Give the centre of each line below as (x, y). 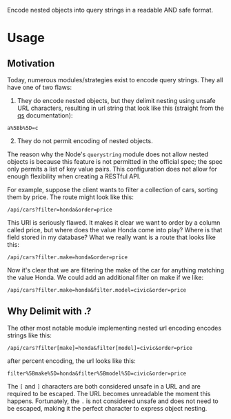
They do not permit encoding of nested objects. (85, 141)
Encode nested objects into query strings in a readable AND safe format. (110, 10)
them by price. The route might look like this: (71, 197)
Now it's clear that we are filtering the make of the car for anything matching (115, 270)
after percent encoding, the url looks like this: (71, 361)
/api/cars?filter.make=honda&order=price (68, 257)
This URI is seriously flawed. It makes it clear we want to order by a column (114, 223)
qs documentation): (45, 115)
